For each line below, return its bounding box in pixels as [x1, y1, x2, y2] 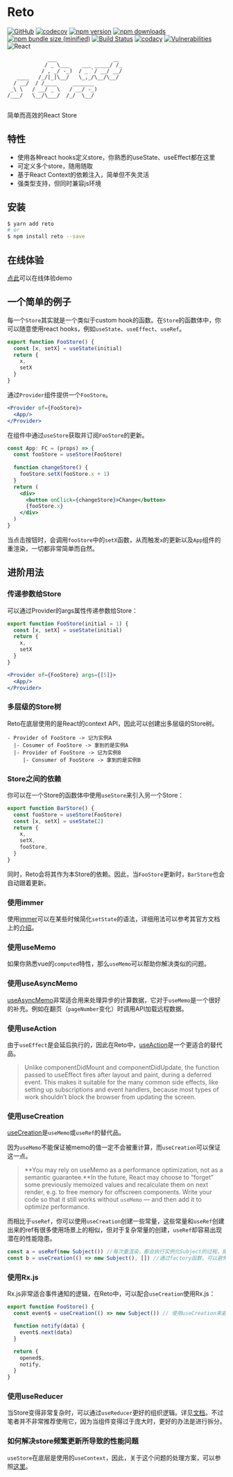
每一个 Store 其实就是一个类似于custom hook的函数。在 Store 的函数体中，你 [7, 315, 222, 324]
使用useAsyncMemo [7, 979, 78, 989]
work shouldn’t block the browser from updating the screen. [24, 1093, 196, 1101]
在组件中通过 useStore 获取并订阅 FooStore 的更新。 [7, 431, 148, 439]
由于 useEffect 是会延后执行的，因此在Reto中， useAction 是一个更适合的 [7, 1041, 210, 1049]
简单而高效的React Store [7, 110, 78, 119]
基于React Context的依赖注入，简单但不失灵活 [17, 170, 149, 179]
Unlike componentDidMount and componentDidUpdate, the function [24, 1064, 220, 1072]
